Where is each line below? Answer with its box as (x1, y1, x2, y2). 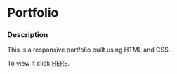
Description (7, 30, 48, 40)
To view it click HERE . (7, 59, 70, 68)
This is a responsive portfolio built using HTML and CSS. (7, 45, 171, 54)
